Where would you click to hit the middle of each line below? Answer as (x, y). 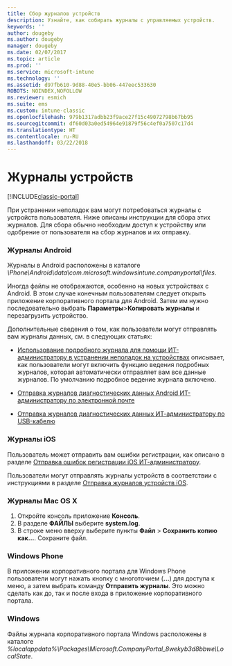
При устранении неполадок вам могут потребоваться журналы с (104, 210)
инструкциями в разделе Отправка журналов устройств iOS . (98, 482)
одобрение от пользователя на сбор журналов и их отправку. (99, 232)
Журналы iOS (32, 439)
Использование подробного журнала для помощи (92, 350)
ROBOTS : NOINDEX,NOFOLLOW (44, 91)
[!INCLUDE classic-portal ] (43, 197)
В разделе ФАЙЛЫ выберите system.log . (79, 523)
